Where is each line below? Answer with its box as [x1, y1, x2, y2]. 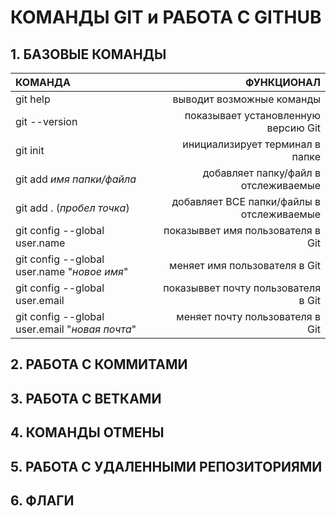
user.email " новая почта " [15, 322, 137, 336]
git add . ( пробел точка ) [15, 201, 130, 215]
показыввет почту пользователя [163, 281, 321, 295]
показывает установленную [184, 109, 321, 122]
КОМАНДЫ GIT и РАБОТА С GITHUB [10, 6, 322, 29]
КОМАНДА [15, 76, 71, 89]
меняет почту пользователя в [176, 310, 321, 323]
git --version [15, 115, 78, 128]
